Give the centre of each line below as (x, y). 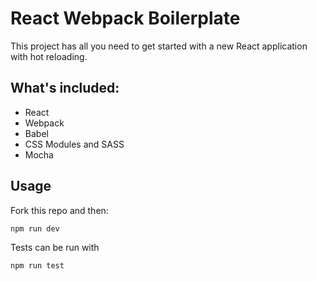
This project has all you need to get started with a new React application (159, 46)
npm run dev (35, 228)
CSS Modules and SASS (74, 144)
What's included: (65, 88)
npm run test (37, 265)
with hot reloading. (49, 56)
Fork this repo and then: (59, 210)
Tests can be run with (55, 247)
